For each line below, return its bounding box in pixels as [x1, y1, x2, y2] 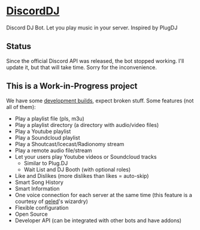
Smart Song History [14, 178, 64, 186]
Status [6, 41, 32, 52]
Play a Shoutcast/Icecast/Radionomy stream [14, 140, 125, 147]
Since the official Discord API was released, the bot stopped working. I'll [6, 57, 184, 64]
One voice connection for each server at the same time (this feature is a [14, 191, 193, 198]
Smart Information [14, 184, 60, 192]
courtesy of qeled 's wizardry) [14, 198, 89, 205]
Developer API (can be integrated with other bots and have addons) [14, 217, 181, 224]
